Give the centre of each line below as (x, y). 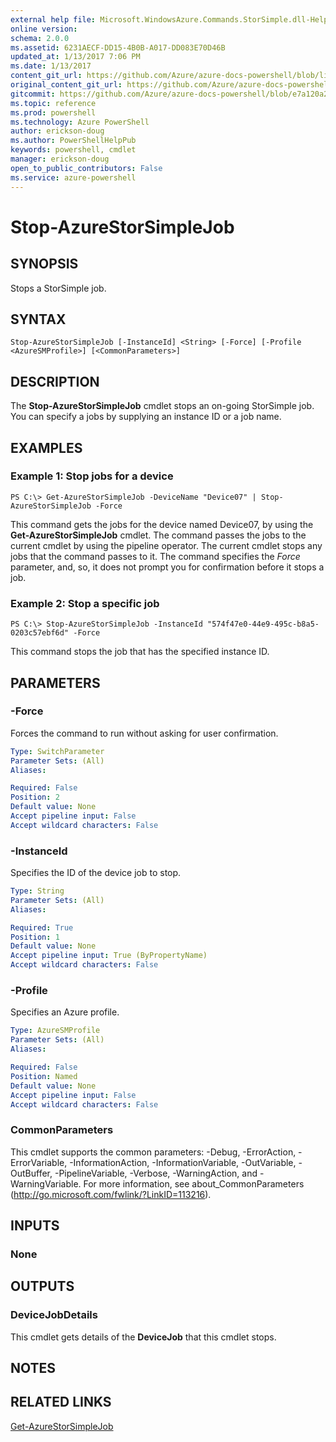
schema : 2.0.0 (40, 38)
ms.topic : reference (53, 103)
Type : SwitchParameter (57, 751)
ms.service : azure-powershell (73, 177)
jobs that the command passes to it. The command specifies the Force (155, 556)
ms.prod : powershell (53, 112)
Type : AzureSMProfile (55, 1031)
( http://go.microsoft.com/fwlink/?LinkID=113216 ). (111, 1194)
